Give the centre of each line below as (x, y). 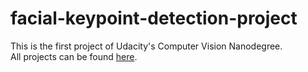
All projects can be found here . (74, 56)
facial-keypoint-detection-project (154, 18)
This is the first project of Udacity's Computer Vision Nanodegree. (146, 46)
